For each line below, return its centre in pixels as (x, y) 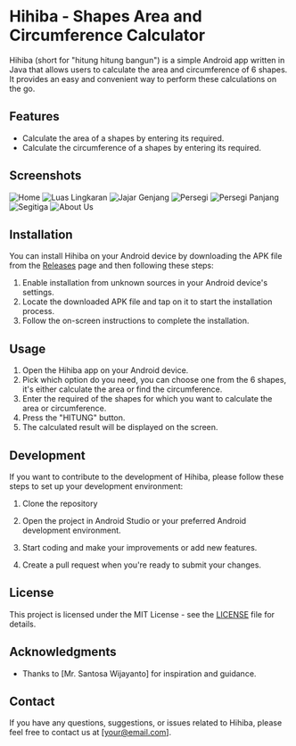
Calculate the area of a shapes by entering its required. (123, 138)
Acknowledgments (63, 652)
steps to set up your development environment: (96, 486)
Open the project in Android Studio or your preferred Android (134, 521)
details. (23, 624)
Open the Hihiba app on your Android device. (105, 370)
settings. (38, 293)
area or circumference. (64, 409)
